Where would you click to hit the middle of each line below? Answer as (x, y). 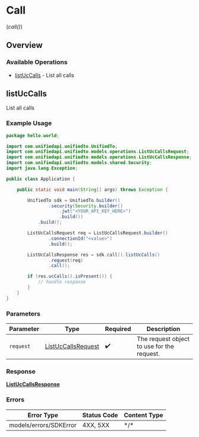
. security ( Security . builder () (86, 206)
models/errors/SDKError (43, 425)
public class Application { (41, 179)
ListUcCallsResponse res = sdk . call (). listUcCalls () (94, 255)
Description (163, 329)
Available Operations (37, 62)
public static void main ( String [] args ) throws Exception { (92, 189)
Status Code (100, 415)
